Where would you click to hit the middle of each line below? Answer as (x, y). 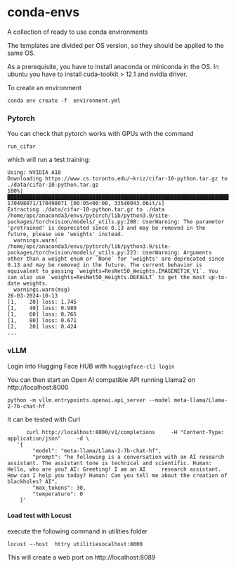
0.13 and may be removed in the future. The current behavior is (105, 265)
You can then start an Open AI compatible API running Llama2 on (101, 379)
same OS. (21, 53)
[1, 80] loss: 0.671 (42, 321)
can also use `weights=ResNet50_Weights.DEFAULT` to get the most (106, 278)
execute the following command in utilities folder (78, 531)
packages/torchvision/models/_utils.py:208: (73, 222)
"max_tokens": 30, (59, 488)
